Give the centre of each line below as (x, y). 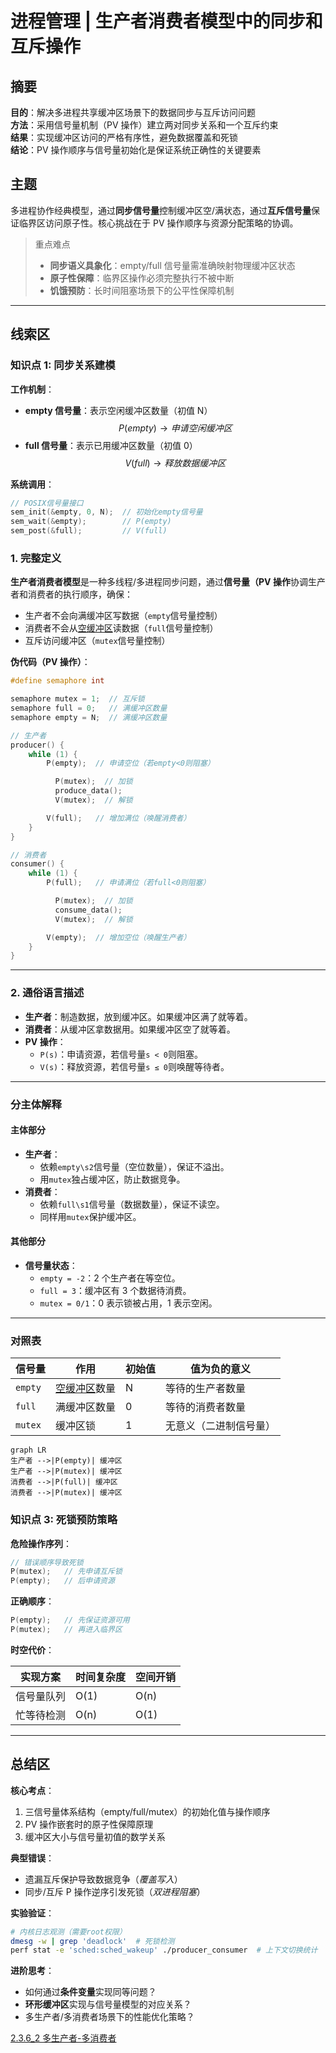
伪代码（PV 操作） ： (50, 662)
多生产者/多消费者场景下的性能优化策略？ (109, 2017)
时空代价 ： (32, 1649)
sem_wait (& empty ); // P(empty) (91, 522)
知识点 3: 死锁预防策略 (64, 1520)
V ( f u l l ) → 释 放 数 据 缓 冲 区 (175, 463)
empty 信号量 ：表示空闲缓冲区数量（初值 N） (118, 410)
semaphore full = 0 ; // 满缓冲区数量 (89, 708)
